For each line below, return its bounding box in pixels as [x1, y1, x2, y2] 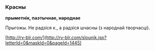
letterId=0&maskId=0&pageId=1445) [5, 40, 82, 46]
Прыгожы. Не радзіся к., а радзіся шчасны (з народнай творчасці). [5, 25, 150, 31]
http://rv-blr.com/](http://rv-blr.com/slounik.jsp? [7, 34, 107, 41]
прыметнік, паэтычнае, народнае [5, 15, 81, 21]
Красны [5, 4, 26, 11]
